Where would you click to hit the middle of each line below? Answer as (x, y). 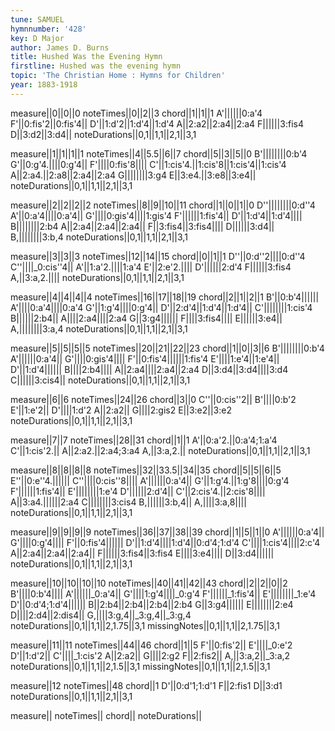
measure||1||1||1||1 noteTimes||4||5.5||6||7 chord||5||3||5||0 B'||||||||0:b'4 (159, 153)
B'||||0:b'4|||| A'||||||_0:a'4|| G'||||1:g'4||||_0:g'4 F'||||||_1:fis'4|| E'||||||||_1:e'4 (163, 593)
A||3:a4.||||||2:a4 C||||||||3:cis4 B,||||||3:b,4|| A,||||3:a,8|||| (128, 502)
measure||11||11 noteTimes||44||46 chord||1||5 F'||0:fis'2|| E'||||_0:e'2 (151, 645)
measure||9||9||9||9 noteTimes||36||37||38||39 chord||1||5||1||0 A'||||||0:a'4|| (167, 532)
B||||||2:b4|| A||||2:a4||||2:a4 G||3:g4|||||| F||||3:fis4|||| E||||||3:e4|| (146, 318)
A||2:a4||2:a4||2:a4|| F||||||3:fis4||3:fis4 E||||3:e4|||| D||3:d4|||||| (142, 553)
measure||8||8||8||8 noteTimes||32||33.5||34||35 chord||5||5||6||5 (146, 470)
